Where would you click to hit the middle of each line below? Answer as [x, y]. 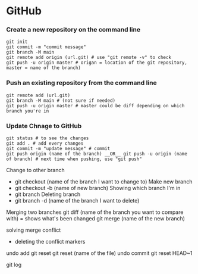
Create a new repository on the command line [73, 30]
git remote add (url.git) [38, 95]
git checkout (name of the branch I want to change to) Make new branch [103, 182]
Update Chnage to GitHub [44, 126]
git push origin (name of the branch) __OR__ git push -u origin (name [97, 154]
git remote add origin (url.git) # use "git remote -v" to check [89, 58]
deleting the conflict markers [50, 242]
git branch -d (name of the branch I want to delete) [77, 201]
